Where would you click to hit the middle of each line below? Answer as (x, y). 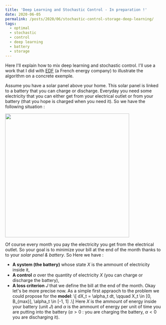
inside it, (21, 270)
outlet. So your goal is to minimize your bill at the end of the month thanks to (83, 249)
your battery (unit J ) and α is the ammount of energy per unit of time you (86, 306)
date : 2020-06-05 (23, 14)
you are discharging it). (36, 317)
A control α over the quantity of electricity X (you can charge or (78, 275)
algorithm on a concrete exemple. (39, 76)
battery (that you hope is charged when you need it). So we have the (75, 101)
